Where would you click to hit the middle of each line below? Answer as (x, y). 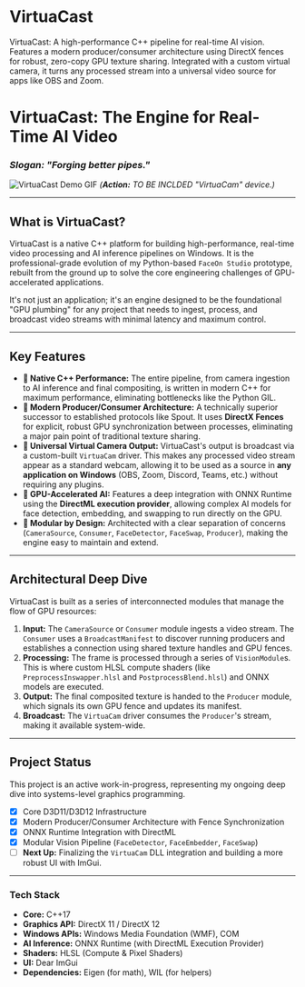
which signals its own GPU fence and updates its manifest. (132, 705)
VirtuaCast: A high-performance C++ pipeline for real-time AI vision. (137, 42)
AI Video (85, 137)
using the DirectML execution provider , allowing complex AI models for (157, 504)
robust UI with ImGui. (62, 862)
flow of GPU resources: (53, 611)
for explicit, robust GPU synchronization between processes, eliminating (157, 427)
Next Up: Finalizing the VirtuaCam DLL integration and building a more (152, 852)
